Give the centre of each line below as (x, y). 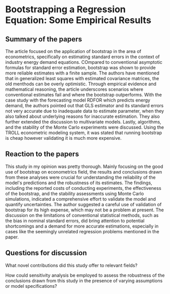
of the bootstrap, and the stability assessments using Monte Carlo (75, 193)
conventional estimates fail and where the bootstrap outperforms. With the (84, 95)
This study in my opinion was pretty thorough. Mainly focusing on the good (84, 166)
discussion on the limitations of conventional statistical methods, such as (82, 215)
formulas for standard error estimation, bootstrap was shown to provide (80, 68)
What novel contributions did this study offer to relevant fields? (71, 265)
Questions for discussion (46, 253)
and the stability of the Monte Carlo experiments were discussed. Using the (85, 127)
